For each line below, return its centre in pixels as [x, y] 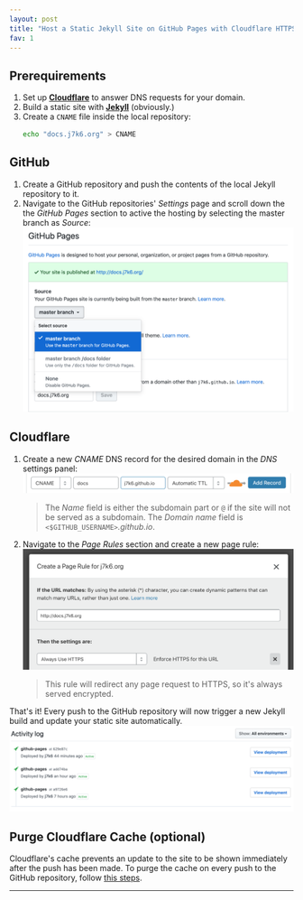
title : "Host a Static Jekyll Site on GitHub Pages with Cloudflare [141, 28]
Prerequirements [58, 75]
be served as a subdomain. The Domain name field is [144, 517]
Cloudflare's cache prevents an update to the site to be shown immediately [149, 858]
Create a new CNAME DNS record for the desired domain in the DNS [150, 459]
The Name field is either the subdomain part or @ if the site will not [168, 508]
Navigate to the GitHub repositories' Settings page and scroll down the [154, 203]
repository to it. [50, 193]
